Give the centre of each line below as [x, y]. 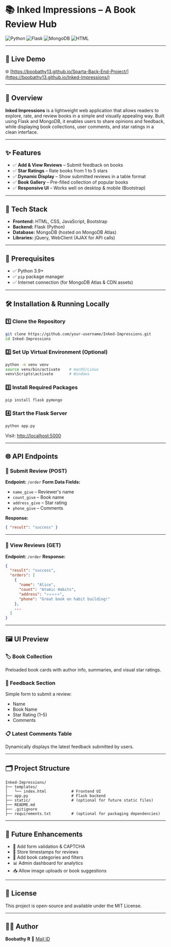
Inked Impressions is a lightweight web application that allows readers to [82, 110]
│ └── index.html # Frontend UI [53, 791]
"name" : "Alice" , [37, 585]
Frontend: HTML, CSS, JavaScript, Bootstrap [60, 221]
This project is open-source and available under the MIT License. [74, 906]
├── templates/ [21, 787]
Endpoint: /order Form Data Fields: [43, 482]
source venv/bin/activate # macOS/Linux [52, 369]
